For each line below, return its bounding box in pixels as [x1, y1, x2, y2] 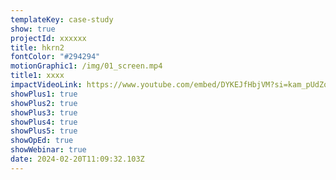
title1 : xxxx [10, 71, 65, 81]
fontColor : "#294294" [10, 52, 101, 62]
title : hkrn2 [10, 42, 65, 53]
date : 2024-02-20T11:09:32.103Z [10, 154, 145, 164]
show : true [10, 24, 56, 34]
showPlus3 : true [10, 107, 78, 118]
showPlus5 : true [10, 126, 78, 136]
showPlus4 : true [10, 117, 78, 127]
